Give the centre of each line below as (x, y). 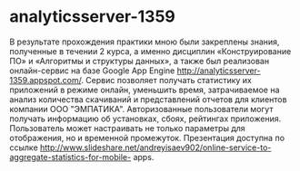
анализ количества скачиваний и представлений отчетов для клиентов (148, 99)
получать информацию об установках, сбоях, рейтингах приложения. (145, 119)
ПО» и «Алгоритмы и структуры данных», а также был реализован (140, 61)
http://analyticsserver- (219, 71)
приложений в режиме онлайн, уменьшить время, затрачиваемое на (145, 90)
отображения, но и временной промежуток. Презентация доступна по (147, 138)
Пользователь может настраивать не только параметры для (127, 128)
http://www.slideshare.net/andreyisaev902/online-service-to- (155, 147)
